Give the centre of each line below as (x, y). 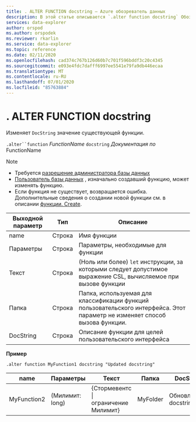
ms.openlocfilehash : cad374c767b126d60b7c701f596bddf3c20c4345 (85, 60)
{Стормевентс (111, 388)
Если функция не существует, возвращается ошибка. (81, 191)
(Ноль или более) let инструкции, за (131, 262)
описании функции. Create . (48, 204)
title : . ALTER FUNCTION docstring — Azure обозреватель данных (86, 11)
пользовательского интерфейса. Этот (132, 307)
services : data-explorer (36, 22)
